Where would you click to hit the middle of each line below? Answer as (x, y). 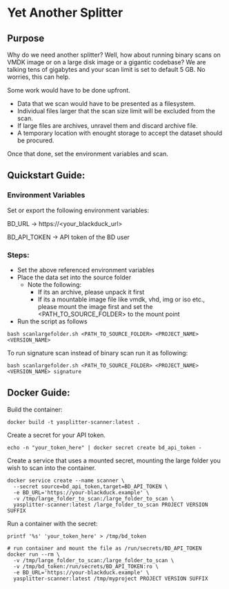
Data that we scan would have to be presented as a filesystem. (106, 104)
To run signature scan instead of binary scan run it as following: (98, 353)
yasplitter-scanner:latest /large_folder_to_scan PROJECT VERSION (111, 505)
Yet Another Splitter (65, 13)
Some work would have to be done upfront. (69, 90)
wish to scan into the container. (52, 467)
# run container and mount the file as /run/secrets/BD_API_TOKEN (104, 548)
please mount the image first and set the (95, 306)
